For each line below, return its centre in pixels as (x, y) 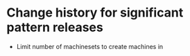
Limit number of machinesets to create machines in (90, 46)
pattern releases (55, 27)
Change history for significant (95, 13)
